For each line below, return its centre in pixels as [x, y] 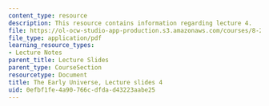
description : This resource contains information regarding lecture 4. [130, 23]
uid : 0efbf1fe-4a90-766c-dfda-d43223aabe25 [82, 90]
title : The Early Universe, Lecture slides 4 [85, 82]
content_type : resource [48, 16]
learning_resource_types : [51, 45]
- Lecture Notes [35, 53]
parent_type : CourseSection [55, 68]
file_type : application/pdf [55, 38]
